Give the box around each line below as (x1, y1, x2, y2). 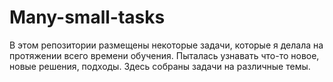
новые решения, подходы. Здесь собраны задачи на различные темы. (9, 60, 311, 72)
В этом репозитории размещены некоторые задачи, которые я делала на (9, 39, 324, 51)
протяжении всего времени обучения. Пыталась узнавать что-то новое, (9, 49, 320, 61)
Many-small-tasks (9, 6, 166, 29)
